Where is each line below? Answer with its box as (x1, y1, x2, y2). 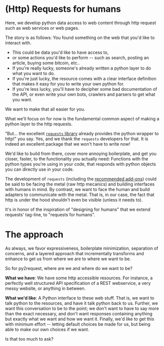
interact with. (5, 39, 32, 45)
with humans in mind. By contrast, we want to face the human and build (5, 186, 150, 192)
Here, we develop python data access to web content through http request (5, 20, 156, 26)
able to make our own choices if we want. (5, 326, 89, 332)
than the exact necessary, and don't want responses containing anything (5, 310, 153, 316)
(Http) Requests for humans (5, 3, 121, 15)
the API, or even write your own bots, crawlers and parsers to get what (12, 91, 156, 97)
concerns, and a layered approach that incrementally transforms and (5, 250, 144, 256)
